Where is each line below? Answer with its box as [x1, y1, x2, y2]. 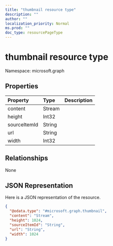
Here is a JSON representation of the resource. [5, 195, 101, 201]
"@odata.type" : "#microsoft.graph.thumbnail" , [9, 208, 107, 214]
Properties [5, 82, 38, 90]
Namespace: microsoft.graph [5, 68, 65, 74]
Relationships [5, 154, 48, 163]
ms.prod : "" [5, 26, 30, 31]
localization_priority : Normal [5, 21, 70, 26]
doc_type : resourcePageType [5, 30, 63, 35]
